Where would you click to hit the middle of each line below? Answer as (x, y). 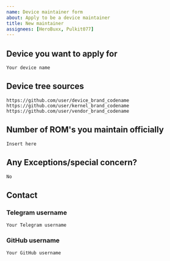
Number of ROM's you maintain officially (85, 130)
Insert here (21, 144)
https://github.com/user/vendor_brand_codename (68, 111)
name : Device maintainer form (45, 12)
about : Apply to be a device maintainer (58, 18)
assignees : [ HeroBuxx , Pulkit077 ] (50, 29)
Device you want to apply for (62, 53)
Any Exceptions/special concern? (72, 163)
